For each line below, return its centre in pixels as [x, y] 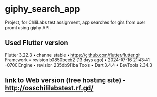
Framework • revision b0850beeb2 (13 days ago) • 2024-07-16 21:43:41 [77, 60]
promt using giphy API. [28, 27]
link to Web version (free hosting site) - [65, 81]
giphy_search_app [43, 9]
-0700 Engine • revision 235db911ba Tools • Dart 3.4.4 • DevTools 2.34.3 [78, 65]
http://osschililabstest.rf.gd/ [49, 88]
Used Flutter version [36, 43]
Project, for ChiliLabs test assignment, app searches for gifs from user [75, 22]
